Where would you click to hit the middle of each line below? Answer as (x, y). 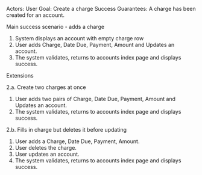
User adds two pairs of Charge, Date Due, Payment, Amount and (95, 99)
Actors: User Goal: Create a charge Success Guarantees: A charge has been (101, 9)
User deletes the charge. (46, 148)
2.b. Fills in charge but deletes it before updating (66, 130)
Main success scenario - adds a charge (55, 27)
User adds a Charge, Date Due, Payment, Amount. (77, 141)
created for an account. (36, 15)
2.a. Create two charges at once (46, 87)
